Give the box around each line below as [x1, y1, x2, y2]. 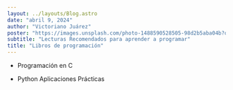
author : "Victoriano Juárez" [7, 23, 92, 30]
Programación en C [17, 62, 73, 69]
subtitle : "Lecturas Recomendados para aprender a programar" [7, 36, 191, 43]
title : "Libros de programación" [7, 42, 104, 49]
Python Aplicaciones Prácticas [17, 75, 105, 83]
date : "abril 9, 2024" [7, 17, 73, 24]
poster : [7, 29, 30, 37]
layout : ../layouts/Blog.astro [7, 10, 98, 17]
